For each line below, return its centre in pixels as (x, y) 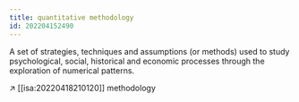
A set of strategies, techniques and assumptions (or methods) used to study (149, 51)
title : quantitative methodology (72, 17)
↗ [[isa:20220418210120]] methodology (83, 88)
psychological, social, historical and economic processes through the (137, 61)
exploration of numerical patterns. (72, 70)
